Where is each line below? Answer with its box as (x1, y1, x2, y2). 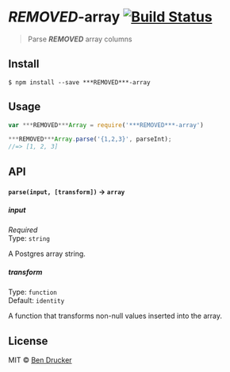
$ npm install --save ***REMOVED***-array (8, 78, 151, 87)
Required (8, 225, 38, 234)
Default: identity (8, 296, 65, 305)
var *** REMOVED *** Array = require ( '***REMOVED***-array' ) (8, 121, 204, 129)
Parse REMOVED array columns (27, 34, 132, 44)
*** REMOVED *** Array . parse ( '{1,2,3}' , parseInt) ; (8, 135, 172, 143)
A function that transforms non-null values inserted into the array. (8, 311, 222, 321)
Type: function (8, 287, 58, 297)
